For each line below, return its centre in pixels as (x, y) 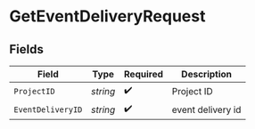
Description (207, 74)
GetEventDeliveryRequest (107, 16)
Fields (27, 49)
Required (143, 74)
